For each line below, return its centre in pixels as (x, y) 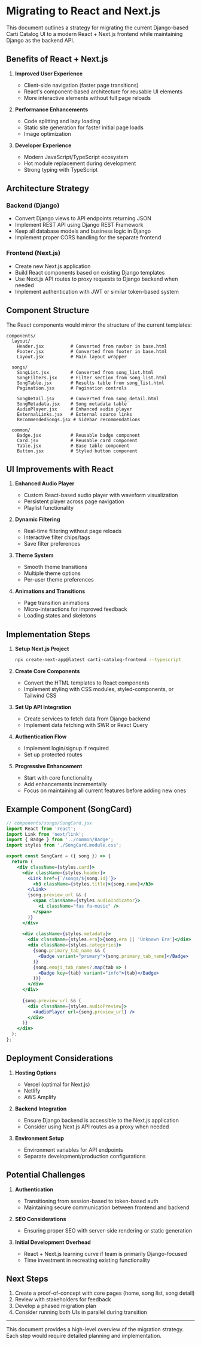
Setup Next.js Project (42, 649)
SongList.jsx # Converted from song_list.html (85, 372)
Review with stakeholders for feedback (63, 1300)
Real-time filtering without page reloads (73, 531)
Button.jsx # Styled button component (77, 451)
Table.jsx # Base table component (73, 446)
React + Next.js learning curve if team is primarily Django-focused (105, 1253)
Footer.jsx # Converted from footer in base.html (92, 351)
